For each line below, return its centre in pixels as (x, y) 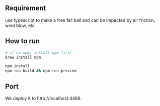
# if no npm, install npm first (39, 53)
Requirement (26, 8)
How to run (23, 41)
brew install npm (23, 57)
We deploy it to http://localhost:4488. (43, 98)
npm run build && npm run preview (41, 71)
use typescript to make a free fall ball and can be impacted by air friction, (80, 20)
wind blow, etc (20, 25)
